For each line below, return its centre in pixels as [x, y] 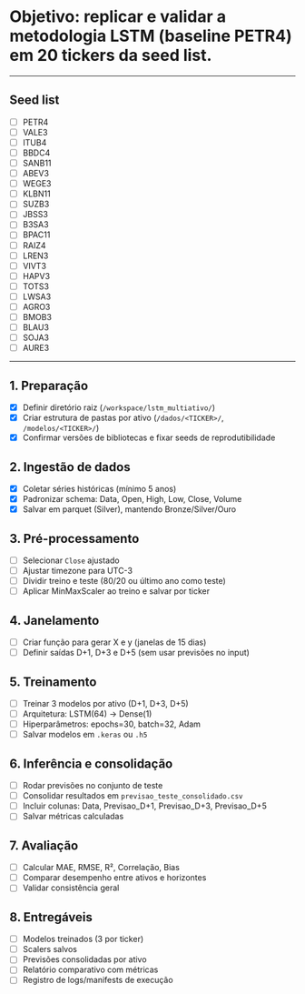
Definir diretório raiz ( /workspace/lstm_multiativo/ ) [119, 407]
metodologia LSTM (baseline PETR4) [151, 36]
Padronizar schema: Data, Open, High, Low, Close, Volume [132, 499]
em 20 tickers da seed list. [111, 55]
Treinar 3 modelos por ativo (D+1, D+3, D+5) [105, 703]
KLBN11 [37, 194]
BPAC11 [36, 235]
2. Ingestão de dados [70, 467]
